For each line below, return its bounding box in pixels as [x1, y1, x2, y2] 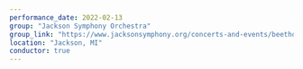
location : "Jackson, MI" [9, 38, 103, 47]
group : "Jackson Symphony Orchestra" [9, 22, 151, 30]
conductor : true [9, 47, 70, 56]
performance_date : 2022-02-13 [9, 13, 124, 22]
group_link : [9, 30, 54, 39]
